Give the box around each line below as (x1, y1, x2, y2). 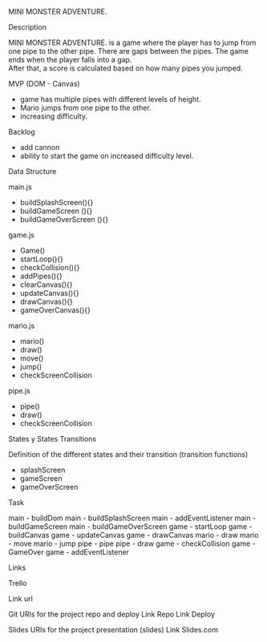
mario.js (8, 321, 35, 330)
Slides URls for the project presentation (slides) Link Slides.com (8, 625, 219, 634)
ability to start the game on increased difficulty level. (19, 151, 194, 160)
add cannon (19, 143, 60, 151)
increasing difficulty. (19, 111, 88, 121)
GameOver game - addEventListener (8, 547, 130, 556)
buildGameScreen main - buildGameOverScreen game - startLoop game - (8, 522, 253, 531)
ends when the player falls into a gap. (8, 55, 132, 64)
